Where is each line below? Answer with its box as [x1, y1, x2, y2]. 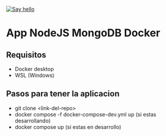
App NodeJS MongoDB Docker [6, 27, 161, 40]
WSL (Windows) [14, 72, 55, 79]
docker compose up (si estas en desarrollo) [14, 123, 122, 130]
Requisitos [6, 50, 46, 60]
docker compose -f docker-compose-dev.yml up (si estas [14, 111, 157, 118]
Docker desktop [14, 66, 55, 72]
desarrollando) [14, 117, 51, 124]
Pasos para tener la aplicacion [6, 89, 120, 99]
